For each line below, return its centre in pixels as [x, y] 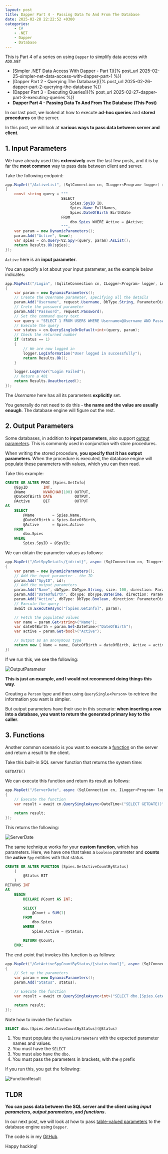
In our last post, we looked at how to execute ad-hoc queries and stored [80, 112]
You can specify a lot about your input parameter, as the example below [79, 269]
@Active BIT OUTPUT [51, 501]
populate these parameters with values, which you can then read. [72, 464]
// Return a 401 [31, 376]
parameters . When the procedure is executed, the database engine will [79, 458]
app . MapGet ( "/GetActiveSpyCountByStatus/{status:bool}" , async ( [74, 964]
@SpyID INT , [33, 487]
